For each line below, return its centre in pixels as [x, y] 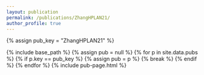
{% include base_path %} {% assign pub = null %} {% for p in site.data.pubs [102, 52]
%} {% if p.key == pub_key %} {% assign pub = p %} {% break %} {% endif [102, 59]
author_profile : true [34, 23]
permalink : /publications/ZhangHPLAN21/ [58, 18]
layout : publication [33, 12]
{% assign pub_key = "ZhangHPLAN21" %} [60, 41]
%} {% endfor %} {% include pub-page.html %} [66, 65]
